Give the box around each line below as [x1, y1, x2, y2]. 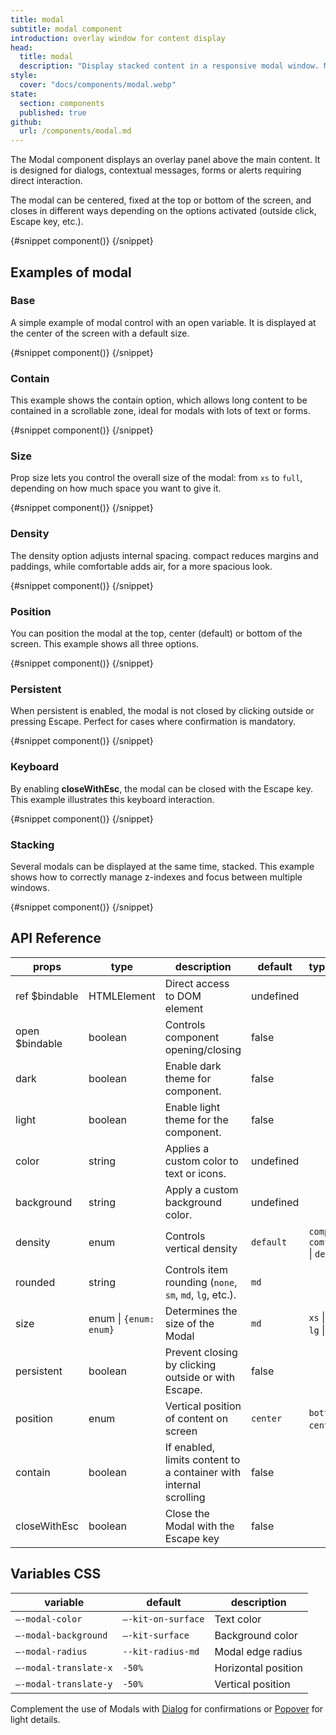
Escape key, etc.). [10, 216, 84, 228]
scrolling [164, 1490, 206, 1504]
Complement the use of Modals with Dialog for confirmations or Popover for [10, 1702, 324, 1715]
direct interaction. [10, 175, 83, 187]
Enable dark [164, 1059, 222, 1073]
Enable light [164, 1100, 221, 1114]
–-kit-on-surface [122, 1613, 205, 1625]
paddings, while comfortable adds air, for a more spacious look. [10, 560, 273, 572]
